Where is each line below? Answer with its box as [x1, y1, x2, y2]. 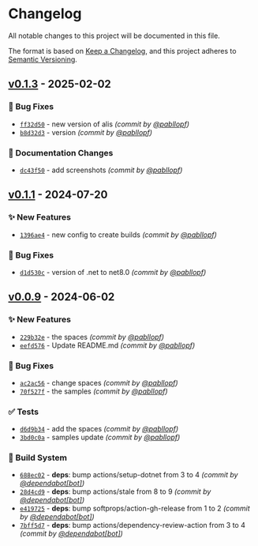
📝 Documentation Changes [8, 147, 114, 158]
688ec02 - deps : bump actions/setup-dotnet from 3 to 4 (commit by [19, 470, 238, 480]
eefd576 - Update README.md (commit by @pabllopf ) [19, 341, 196, 350]
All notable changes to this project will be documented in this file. [8, 31, 221, 40]
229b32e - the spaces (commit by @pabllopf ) [19, 332, 164, 341]
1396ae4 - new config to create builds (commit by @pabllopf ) [19, 230, 217, 239]
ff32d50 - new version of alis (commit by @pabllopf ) [19, 119, 190, 129]
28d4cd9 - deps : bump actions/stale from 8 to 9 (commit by [19, 487, 211, 496]
